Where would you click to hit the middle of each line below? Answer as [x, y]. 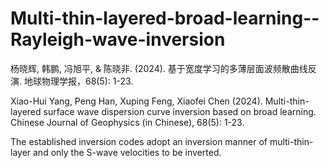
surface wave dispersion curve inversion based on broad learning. [180, 111]
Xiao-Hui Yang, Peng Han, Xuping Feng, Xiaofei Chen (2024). [136, 101]
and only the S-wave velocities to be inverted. [127, 152]
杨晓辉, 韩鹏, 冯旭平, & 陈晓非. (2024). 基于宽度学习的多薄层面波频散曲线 [159, 68]
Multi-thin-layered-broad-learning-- [165, 18]
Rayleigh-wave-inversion [118, 39]
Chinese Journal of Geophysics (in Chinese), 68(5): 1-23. [127, 122]
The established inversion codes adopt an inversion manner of [139, 141]
